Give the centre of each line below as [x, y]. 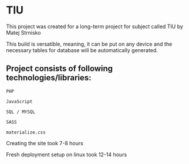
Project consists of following [60, 69]
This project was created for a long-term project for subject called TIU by [95, 26]
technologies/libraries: [49, 78]
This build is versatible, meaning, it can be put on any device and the [89, 44]
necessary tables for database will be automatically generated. [82, 50]
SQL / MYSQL [21, 112]
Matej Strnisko [23, 32]
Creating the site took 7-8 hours [45, 143]
